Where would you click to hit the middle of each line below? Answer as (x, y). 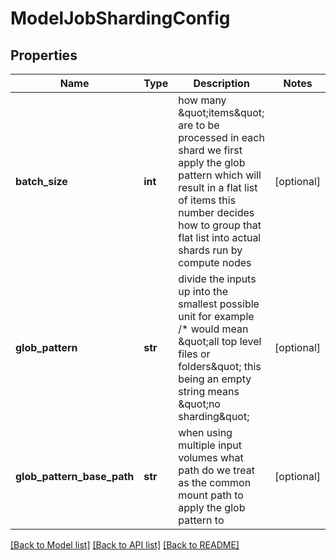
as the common (215, 482)
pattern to (201, 520)
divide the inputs (217, 279)
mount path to (211, 495)
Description (221, 83)
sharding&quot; (214, 416)
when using (205, 432)
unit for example (216, 316)
